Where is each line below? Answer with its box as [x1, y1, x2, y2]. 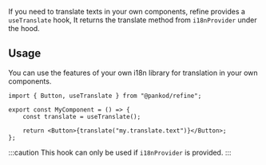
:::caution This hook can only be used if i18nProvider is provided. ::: [8, 147, 232, 157]
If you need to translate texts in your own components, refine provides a [8, 7, 246, 16]
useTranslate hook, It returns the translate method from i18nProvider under [8, 15, 257, 25]
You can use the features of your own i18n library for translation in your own [8, 68, 258, 77]
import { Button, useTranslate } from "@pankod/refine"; [8, 92, 202, 100]
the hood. [8, 24, 40, 33]
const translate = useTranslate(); [22, 112, 141, 120]
